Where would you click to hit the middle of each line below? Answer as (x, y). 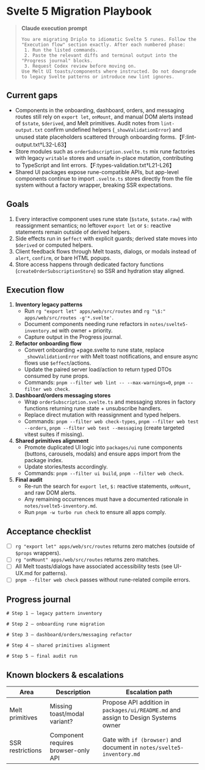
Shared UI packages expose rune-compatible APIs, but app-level (97, 172)
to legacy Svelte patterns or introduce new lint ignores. (98, 77)
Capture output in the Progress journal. (73, 337)
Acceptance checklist (49, 532)
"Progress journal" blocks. (57, 60)
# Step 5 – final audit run (42, 656)
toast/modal (67, 714)
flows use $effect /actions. (58, 363)
